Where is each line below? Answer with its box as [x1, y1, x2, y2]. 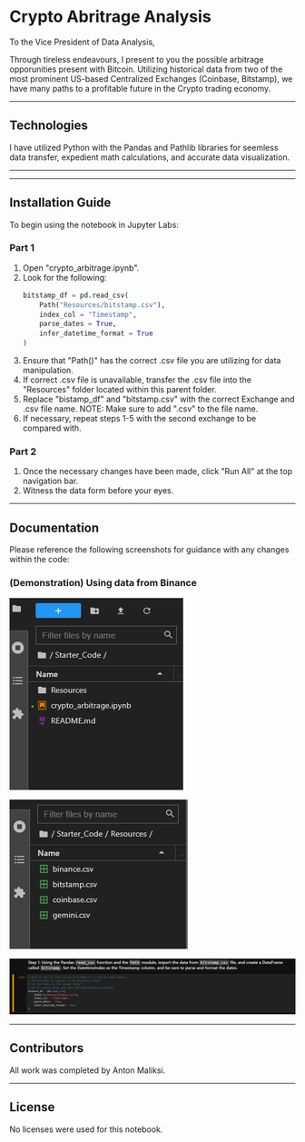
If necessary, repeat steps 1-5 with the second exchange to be [22, 413, 257, 424]
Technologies [9, 118, 89, 134]
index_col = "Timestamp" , [39, 310, 138, 319]
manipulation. [22, 365, 74, 376]
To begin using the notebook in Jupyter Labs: [9, 219, 180, 230]
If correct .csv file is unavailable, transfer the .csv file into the [22, 374, 252, 385]
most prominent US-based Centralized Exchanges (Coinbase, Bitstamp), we [9, 73, 293, 84]
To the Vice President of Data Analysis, [9, 36, 156, 47]
